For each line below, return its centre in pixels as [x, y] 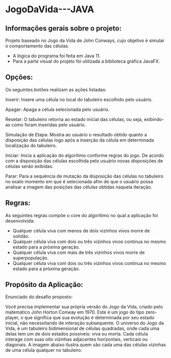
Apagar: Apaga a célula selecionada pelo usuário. [57, 109]
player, [12, 318]
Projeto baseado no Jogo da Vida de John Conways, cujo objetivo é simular [85, 40]
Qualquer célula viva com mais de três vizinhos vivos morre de [79, 252]
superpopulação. [31, 258]
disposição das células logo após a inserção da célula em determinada [80, 140]
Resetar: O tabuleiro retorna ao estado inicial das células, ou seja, [74, 119]
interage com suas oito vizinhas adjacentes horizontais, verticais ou [77, 339]
